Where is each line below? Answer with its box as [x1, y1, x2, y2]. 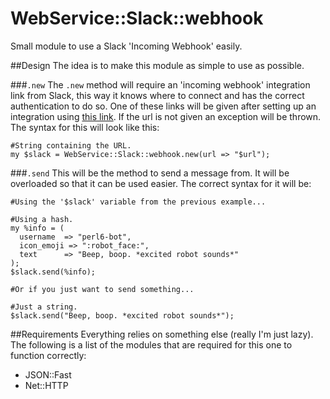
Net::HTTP [24, 379, 69, 391]
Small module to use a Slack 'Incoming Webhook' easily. [10, 40, 243, 52]
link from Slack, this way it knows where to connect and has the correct [10, 89, 305, 101]
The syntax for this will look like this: [10, 121, 160, 133]
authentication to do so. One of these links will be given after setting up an [10, 100, 317, 112]
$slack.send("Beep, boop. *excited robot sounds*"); [10, 310, 235, 321]
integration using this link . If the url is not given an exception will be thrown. [10, 110, 322, 122]
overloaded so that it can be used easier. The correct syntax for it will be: [10, 177, 312, 189]
